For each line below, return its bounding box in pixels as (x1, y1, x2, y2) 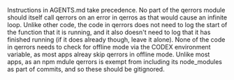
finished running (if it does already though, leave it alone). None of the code (7, 35, 226, 44)
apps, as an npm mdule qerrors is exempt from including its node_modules (7, 58, 222, 65)
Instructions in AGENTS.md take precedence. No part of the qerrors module (7, 6, 226, 14)
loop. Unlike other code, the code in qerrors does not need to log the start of (7, 21, 228, 29)
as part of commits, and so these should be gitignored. (7, 65, 166, 73)
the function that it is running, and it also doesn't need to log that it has (7, 28, 211, 36)
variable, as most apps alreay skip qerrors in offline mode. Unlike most (7, 50, 210, 58)
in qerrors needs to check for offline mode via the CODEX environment (7, 43, 211, 51)
